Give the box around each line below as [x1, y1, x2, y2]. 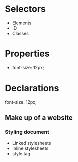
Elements [12, 20, 32, 26]
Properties [5, 48, 50, 59]
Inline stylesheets [12, 145, 49, 151]
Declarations [5, 83, 59, 94]
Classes [12, 30, 29, 36]
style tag [12, 150, 31, 156]
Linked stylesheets [12, 140, 51, 146]
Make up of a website [5, 114, 73, 122]
